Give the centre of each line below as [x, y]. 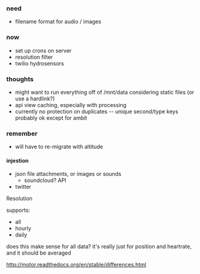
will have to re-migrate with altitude [59, 147]
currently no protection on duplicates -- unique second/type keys [96, 111]
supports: [18, 210]
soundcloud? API [45, 180]
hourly [23, 229]
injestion [18, 160]
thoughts [20, 79]
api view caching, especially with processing [71, 105]
